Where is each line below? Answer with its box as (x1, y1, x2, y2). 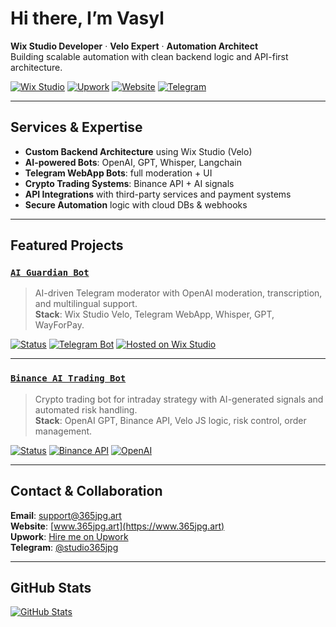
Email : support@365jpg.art (10, 509, 122, 521)
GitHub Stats (10, 579, 92, 596)
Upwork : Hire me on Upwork (10, 530, 129, 542)
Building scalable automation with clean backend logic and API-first (10, 50, 289, 62)
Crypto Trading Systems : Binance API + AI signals (24, 177, 235, 189)
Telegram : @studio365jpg (10, 541, 119, 553)
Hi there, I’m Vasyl (10, 7, 165, 30)
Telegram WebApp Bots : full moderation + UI (24, 167, 213, 179)
